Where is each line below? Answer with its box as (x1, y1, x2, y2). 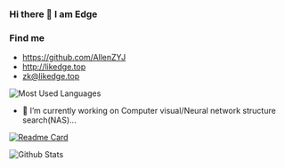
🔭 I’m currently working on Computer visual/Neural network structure (21, 106, 276, 116)
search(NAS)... (21, 115, 77, 125)
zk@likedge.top (21, 71, 80, 82)
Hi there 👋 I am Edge (9, 8, 98, 20)
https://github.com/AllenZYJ (21, 52, 126, 63)
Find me (9, 31, 45, 44)
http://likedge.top (21, 61, 86, 72)
